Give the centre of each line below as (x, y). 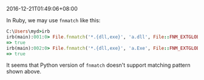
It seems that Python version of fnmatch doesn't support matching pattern (98, 65)
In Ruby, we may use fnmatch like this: (53, 20)
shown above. (24, 72)
